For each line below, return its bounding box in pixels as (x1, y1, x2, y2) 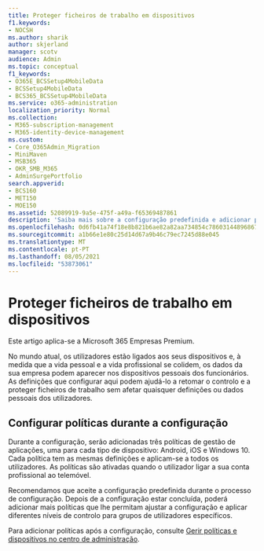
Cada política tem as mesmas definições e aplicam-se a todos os (8, 454, 219, 464)
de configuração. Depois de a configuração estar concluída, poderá (8, 494, 228, 504)
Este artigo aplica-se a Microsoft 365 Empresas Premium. (8, 336, 195, 346)
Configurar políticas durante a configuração (8, 416, 229, 429)
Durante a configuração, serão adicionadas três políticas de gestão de (8, 437, 236, 446)
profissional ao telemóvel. (8, 471, 92, 480)
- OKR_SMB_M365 (8, 165, 58, 173)
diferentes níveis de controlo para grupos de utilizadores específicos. (8, 511, 233, 520)
